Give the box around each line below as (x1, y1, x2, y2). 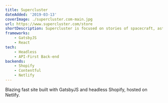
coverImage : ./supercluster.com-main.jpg (5, 17, 93, 22)
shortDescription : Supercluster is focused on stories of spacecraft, (5, 26, 155, 31)
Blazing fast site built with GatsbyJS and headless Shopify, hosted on (5, 86, 147, 92)
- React (14, 40, 30, 45)
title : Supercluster (5, 7, 48, 13)
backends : (5, 59, 26, 64)
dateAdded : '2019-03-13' (5, 12, 57, 17)
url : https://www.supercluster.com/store (5, 21, 93, 27)
